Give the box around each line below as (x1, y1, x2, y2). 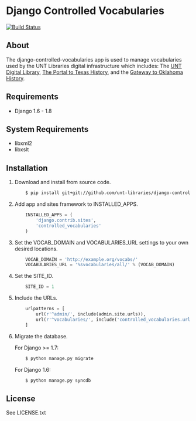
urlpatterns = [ (25, 306, 65, 312)
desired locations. (14, 245, 58, 252)
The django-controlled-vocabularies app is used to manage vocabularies (6, 56, 183, 63)
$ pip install (25, 190, 60, 196)
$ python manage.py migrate (25, 355, 94, 361)
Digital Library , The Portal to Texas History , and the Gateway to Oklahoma (6, 69, 183, 76)
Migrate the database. (14, 332, 68, 339)
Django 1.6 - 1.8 (14, 107, 52, 114)
